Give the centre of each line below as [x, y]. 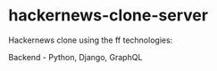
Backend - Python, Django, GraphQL [75, 57]
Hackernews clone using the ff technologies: [91, 40]
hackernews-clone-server [108, 16]
